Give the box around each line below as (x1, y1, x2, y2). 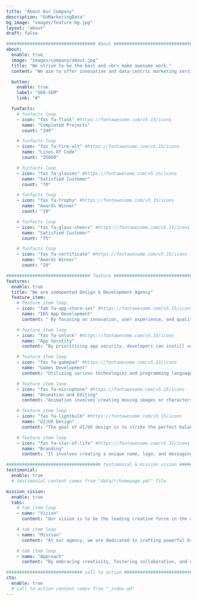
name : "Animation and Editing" (21, 392, 98, 398)
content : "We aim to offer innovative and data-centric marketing (11, 68, 177, 74)
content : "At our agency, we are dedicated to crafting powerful (21, 537, 185, 543)
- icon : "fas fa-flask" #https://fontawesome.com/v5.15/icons (16, 117, 172, 123)
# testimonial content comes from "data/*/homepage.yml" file (11, 478, 167, 484)
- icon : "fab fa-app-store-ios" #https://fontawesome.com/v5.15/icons (16, 305, 193, 311)
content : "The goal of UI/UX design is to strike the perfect (21, 424, 177, 430)
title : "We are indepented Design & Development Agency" (11, 289, 154, 295)
